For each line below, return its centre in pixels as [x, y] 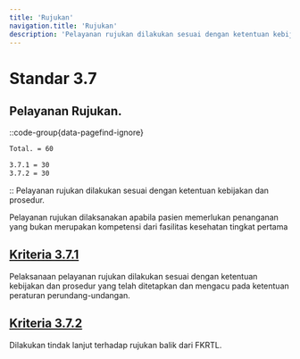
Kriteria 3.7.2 [46, 324]
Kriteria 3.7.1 [44, 255]
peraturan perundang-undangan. [70, 295]
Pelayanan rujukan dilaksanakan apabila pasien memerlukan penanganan [144, 217]
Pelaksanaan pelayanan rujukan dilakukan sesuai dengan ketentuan [133, 276]
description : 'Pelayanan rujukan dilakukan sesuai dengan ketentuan [139, 34]
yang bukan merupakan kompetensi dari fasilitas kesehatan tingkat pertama [149, 227]
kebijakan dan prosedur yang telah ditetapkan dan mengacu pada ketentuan [150, 286]
